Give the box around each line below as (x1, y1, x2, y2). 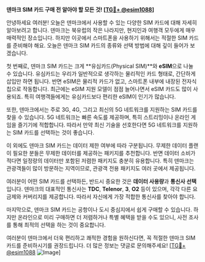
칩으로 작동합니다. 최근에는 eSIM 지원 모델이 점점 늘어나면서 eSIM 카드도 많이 (6, 86, 192, 92)
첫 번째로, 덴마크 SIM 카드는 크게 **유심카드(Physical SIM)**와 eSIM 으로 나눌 (6, 62, 194, 70)
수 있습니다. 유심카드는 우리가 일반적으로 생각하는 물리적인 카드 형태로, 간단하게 (6, 70, 196, 77)
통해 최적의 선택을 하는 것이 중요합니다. (12, 221, 106, 228)
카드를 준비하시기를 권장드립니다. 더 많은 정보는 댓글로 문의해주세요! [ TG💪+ (6, 242, 186, 249)
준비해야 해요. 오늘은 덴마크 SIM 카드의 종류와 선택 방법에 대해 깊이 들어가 (12, 42, 188, 49)
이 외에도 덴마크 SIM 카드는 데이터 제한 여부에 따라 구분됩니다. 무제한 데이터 (6, 142, 188, 149)
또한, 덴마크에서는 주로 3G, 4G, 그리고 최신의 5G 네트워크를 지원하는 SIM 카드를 (6, 106, 198, 113)
